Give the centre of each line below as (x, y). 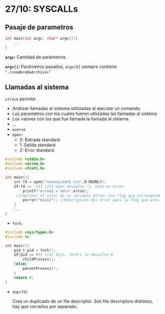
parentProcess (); (40, 269)
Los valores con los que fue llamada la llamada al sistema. (71, 119)
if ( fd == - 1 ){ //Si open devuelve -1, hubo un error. (70, 186)
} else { (21, 264)
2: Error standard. (37, 150)
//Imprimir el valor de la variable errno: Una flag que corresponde (89, 196)
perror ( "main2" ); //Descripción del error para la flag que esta (91, 200)
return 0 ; (24, 278)
